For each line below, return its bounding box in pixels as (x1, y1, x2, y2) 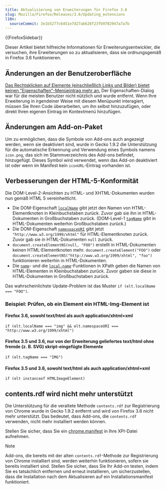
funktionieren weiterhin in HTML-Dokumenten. (12, 257, 108, 263)
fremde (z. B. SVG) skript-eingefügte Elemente (5, 344, 103, 350)
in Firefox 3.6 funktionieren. (5, 55, 61, 61)
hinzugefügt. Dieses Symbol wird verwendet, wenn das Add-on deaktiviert (5, 157, 158, 163)
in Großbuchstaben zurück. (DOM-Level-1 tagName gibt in (39, 215, 156, 221)
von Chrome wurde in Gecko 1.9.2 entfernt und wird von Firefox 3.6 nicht (5, 408, 154, 414)
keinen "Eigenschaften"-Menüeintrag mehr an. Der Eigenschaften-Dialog (5, 88, 154, 94)
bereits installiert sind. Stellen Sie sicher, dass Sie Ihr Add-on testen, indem (5, 463, 159, 469)
